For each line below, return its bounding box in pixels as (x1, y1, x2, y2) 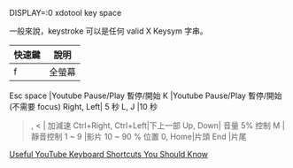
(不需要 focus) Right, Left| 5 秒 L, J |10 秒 (9, 102, 158, 111)
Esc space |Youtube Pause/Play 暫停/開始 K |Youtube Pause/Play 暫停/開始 (9, 90, 282, 101)
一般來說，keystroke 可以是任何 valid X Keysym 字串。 (9, 26, 208, 36)
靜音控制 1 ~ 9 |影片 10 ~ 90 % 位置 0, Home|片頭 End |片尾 (30, 132, 247, 141)
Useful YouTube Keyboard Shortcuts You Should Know (9, 149, 209, 159)
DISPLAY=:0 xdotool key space (9, 8, 122, 18)
